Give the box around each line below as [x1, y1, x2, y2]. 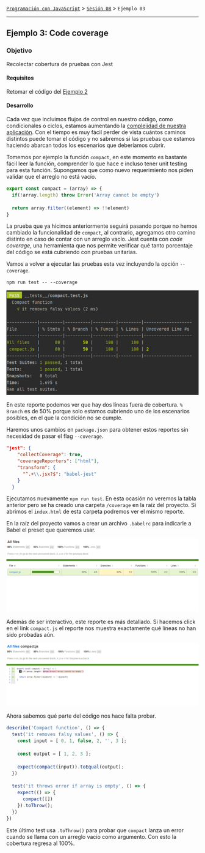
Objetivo [6, 47, 32, 55]
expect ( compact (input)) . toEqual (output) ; [17, 764, 124, 770]
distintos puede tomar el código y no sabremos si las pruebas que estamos [6, 135, 195, 143]
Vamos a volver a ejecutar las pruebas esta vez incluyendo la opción [6, 260, 179, 268]
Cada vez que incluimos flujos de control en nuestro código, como [6, 116, 173, 123]
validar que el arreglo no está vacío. [6, 173, 96, 181]
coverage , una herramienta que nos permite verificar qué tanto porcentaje [6, 242, 193, 249]
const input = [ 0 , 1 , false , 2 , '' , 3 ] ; [17, 738, 127, 744]
